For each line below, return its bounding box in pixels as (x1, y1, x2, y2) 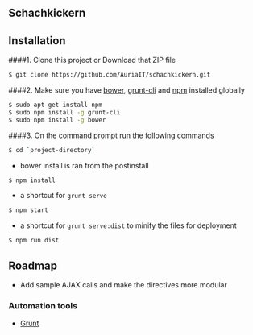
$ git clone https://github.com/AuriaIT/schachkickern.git (8, 71, 211, 79)
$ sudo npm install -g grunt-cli (8, 108, 121, 116)
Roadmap (8, 258, 58, 272)
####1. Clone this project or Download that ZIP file (8, 56, 176, 65)
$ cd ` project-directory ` (8, 146, 95, 154)
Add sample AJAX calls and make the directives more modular (19, 280, 227, 290)
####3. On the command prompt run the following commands (8, 130, 215, 140)
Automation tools (8, 300, 78, 311)
